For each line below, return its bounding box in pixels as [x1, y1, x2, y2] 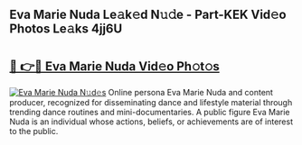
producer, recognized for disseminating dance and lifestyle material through [9, 97, 293, 107]
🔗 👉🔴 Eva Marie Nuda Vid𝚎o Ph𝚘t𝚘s [9, 59, 220, 74]
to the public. [9, 126, 59, 136]
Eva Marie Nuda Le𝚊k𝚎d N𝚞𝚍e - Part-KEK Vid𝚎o [9, 7, 287, 23]
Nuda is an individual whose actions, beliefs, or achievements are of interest [9, 116, 294, 127]
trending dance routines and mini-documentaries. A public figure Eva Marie [9, 107, 291, 117]
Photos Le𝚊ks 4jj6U [9, 22, 123, 37]
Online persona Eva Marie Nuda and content [108, 87, 274, 97]
